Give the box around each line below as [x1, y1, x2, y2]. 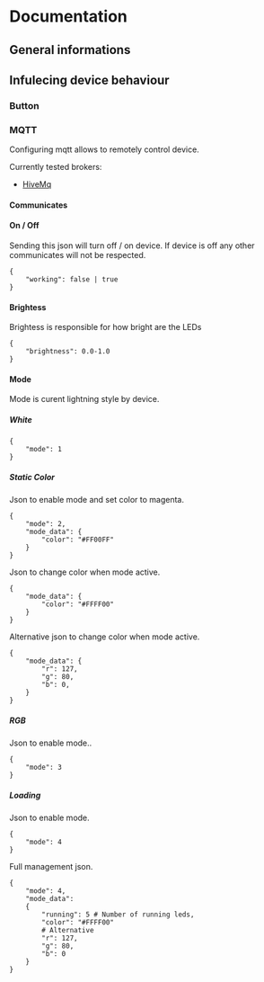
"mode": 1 [25, 445, 63, 454]
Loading [9, 790, 41, 800]
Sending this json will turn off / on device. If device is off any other [9, 240, 255, 251]
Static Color [9, 471, 56, 482]
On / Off [9, 220, 40, 231]
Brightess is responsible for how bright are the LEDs [9, 322, 202, 333]
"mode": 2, [25, 520, 66, 529]
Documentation [9, 6, 128, 27]
